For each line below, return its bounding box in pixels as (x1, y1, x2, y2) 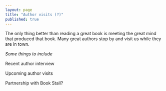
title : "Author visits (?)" (5, 12, 64, 17)
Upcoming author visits (5, 70, 53, 76)
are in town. (5, 41, 29, 47)
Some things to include (5, 51, 52, 57)
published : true (5, 17, 39, 22)
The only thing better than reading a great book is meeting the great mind (5, 31, 156, 37)
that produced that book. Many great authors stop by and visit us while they (5, 36, 161, 42)
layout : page (5, 7, 32, 13)
